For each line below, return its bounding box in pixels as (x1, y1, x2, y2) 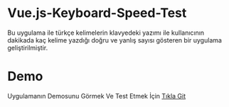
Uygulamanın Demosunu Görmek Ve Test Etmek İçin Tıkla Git (7, 91, 186, 100)
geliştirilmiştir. (7, 43, 48, 52)
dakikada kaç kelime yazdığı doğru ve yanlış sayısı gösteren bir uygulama (7, 35, 223, 44)
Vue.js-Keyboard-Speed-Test (7, 5, 187, 21)
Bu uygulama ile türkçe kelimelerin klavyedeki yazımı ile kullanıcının (7, 28, 205, 37)
